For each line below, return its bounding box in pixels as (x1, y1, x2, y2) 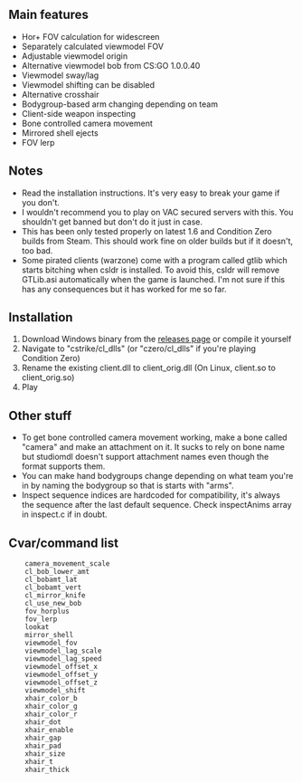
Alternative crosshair (21, 89, 99, 100)
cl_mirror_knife (24, 591, 87, 600)
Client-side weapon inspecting (21, 108, 137, 119)
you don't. (21, 196, 61, 207)
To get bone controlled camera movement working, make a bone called (21, 432, 288, 443)
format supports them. (21, 461, 106, 472)
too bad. (21, 244, 53, 256)
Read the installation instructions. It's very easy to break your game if (21, 187, 280, 198)
